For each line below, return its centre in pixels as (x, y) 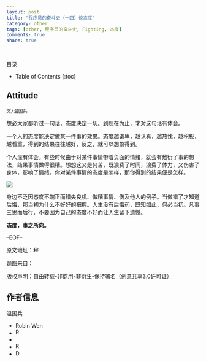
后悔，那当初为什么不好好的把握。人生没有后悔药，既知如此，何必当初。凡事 (103, 204)
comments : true (26, 35)
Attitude (22, 96)
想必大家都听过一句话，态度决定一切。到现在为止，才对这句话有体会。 (95, 123)
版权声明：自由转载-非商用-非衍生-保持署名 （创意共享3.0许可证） (90, 276)
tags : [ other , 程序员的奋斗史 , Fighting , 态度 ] (64, 29)
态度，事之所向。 (28, 225)
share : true (21, 40)
